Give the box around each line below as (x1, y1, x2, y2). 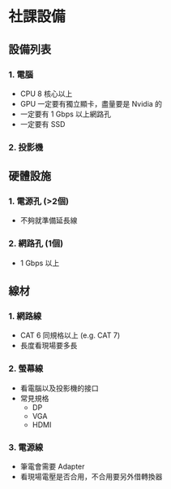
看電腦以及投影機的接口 (19, 383, 99, 393)
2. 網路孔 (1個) (8, 238, 63, 249)
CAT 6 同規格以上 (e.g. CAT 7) (19, 330, 121, 340)
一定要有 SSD (19, 119, 66, 129)
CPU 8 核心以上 (19, 89, 73, 98)
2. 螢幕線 (8, 363, 44, 374)
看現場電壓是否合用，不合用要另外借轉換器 (19, 472, 163, 482)
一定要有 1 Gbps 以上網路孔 (19, 109, 112, 119)
